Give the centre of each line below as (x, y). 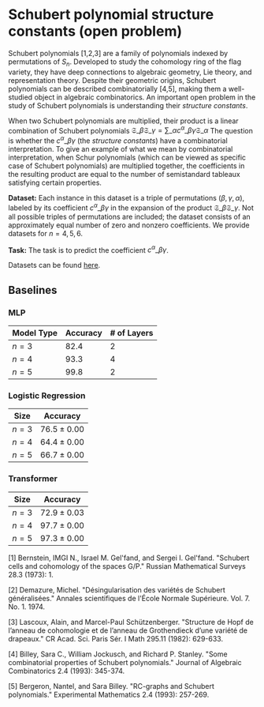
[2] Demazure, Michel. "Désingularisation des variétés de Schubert (117, 589)
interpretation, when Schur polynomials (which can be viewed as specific (127, 158)
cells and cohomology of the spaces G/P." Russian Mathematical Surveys (127, 566)
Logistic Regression (47, 395)
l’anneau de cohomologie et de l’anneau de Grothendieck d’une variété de (128, 630)
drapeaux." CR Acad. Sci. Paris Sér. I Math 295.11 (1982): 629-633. (115, 638)
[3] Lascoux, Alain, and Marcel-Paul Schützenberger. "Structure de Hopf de (131, 622)
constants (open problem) (95, 31)
